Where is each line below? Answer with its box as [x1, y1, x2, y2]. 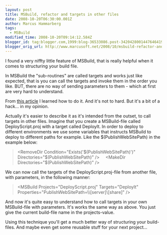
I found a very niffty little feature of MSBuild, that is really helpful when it [5, 58, 153, 63]
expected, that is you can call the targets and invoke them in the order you [5, 78, 158, 84]
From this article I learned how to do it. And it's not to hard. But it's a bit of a [5, 98, 160, 104]
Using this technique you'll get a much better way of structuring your [5, 219, 147, 225]
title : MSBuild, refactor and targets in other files [5, 12, 119, 17]
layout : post [5, 7, 32, 12]
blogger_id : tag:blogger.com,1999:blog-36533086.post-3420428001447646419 [5, 40, 164, 45]
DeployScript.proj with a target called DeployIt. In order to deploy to [5, 123, 144, 129]
